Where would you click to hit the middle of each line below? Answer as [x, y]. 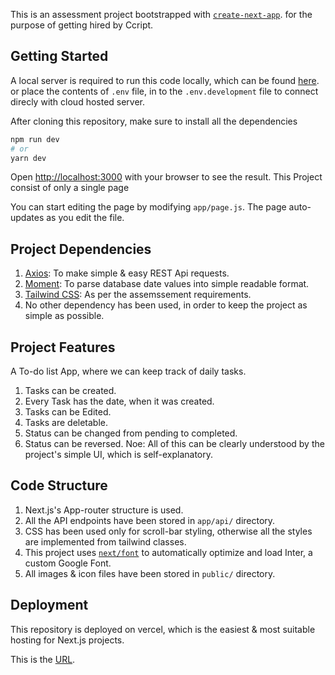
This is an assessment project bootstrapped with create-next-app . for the [161, 14]
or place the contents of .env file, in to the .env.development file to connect [164, 91]
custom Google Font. [68, 563]
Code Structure [59, 485]
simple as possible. [64, 316]
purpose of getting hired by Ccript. [82, 25]
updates [27, 218]
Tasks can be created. [70, 391]
